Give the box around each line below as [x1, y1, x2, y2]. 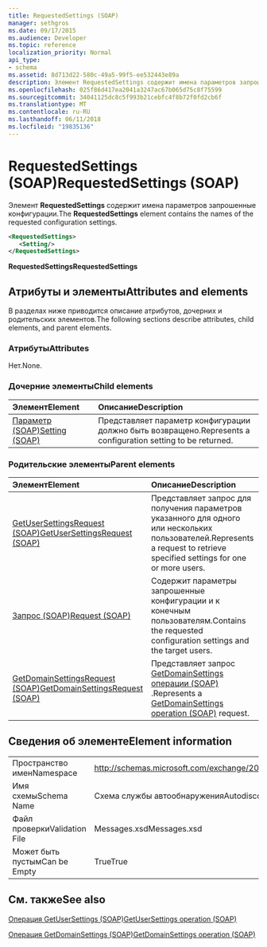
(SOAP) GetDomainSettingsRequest [12, 683, 143, 694]
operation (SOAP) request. [150, 708, 250, 719]
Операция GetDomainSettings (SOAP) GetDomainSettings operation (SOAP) [8, 929, 256, 939]
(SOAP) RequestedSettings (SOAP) [8, 174, 240, 192]
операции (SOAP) [150, 678, 219, 689]
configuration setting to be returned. [98, 435, 234, 446]
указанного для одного [150, 513, 241, 524]
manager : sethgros [8, 19, 69, 27]
